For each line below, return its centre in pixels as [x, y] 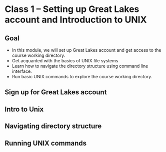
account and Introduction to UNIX [76, 20]
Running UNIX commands [46, 143]
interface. [22, 71]
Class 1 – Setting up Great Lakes [72, 9]
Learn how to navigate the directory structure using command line [80, 66]
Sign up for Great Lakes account [56, 92]
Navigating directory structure [53, 126]
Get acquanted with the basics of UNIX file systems [65, 61]
